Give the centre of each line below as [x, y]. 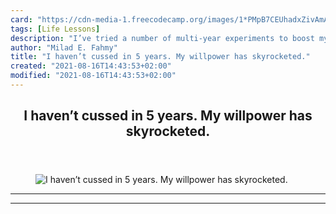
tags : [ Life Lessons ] [55, 29]
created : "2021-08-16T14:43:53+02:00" [91, 66]
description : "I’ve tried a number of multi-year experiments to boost [162, 38]
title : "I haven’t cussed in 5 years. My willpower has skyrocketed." [160, 57]
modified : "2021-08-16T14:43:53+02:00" [93, 76]
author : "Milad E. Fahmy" [64, 47]
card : [21, 19]
